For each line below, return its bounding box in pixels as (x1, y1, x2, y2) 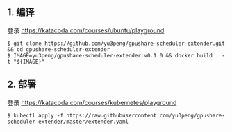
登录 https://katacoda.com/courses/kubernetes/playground (7, 98, 177, 106)
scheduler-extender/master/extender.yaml (7, 118, 129, 125)
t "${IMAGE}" (7, 58, 45, 65)
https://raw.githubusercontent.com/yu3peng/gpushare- (66, 112, 226, 119)
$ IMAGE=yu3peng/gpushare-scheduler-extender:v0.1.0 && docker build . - (7, 52, 226, 59)
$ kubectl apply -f (7, 112, 64, 119)
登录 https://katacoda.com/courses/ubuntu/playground (7, 26, 165, 35)
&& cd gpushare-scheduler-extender (7, 46, 110, 53)
